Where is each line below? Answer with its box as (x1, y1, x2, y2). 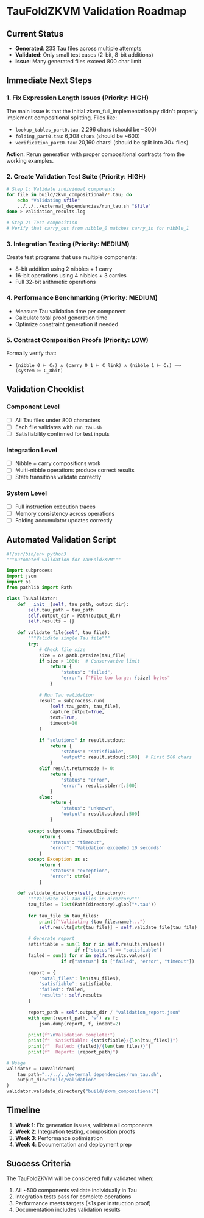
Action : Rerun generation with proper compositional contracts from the (6, 151, 185, 158)
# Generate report (28, 936, 75, 942)
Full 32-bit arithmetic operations (15, 279, 96, 286)
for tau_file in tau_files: (28, 913, 99, 919)
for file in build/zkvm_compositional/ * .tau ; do (6, 191, 132, 198)
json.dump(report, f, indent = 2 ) (38, 1020, 121, 1027)
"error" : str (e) (49, 873, 91, 879)
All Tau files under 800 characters (15, 416, 100, 424)
